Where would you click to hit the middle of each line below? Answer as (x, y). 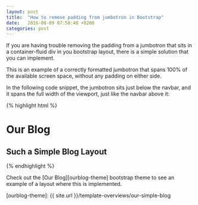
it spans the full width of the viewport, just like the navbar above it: (88, 94)
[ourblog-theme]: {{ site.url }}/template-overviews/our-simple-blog (89, 195)
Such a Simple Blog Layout (57, 152)
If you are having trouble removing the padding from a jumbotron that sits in (99, 45)
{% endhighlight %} (30, 166)
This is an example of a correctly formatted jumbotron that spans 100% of (97, 70)
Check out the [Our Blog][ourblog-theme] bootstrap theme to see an (90, 178)
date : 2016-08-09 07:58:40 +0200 (50, 23)
